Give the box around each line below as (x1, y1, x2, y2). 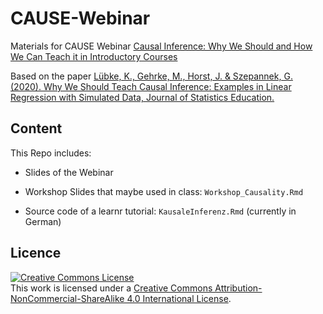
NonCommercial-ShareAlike (10, 292, 125, 304)
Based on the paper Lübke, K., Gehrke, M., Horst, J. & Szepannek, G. (10, 70, 293, 82)
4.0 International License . (126, 292, 232, 304)
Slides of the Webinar (24, 166, 114, 178)
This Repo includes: (10, 147, 92, 159)
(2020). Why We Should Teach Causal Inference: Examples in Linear (10, 80, 292, 92)
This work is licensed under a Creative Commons (10, 282, 213, 294)
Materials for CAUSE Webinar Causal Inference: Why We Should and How (10, 40, 313, 52)
